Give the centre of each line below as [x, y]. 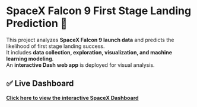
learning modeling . [30, 59]
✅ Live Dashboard [40, 84]
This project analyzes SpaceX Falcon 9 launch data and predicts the [90, 40]
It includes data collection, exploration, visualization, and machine [89, 52]
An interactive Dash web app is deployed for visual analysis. [81, 65]
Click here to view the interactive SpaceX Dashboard [72, 98]
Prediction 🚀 [37, 23]
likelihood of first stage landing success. [55, 46]
